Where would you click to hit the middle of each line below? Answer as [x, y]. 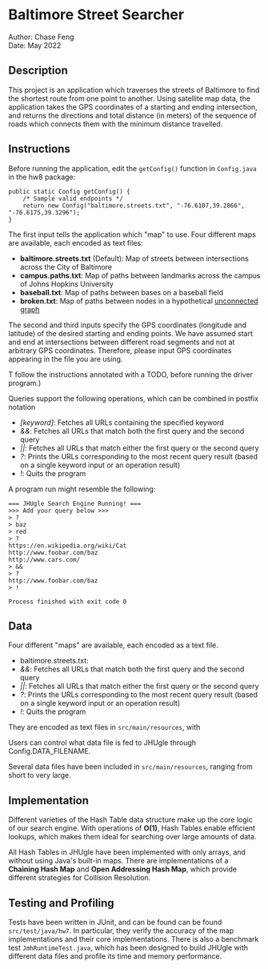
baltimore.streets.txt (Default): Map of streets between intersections [134, 258]
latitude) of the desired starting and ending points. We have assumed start [131, 333]
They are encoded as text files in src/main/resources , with [104, 727]
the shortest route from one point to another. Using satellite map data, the [129, 98]
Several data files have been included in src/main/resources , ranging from [131, 767]
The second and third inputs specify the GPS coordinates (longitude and [127, 325]
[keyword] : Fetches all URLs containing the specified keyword [122, 422]
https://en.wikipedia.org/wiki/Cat [68, 546]
